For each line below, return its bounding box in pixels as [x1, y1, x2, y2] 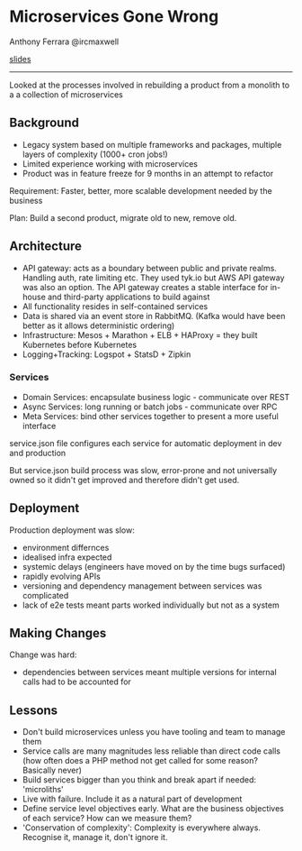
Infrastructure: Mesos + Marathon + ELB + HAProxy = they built [22, 329, 258, 340]
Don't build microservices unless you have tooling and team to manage [22, 727, 286, 737]
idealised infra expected [22, 552, 112, 563]
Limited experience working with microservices [22, 158, 198, 169]
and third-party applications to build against [48, 291, 210, 302]
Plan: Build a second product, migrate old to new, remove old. [9, 212, 237, 223]
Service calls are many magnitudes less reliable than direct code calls [22, 746, 281, 756]
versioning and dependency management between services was [22, 580, 262, 591]
